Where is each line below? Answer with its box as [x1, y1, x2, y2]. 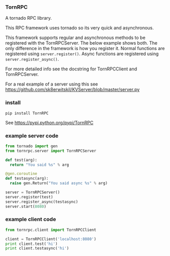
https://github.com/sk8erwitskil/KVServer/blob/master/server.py [5, 87, 140, 93]
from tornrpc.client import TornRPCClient [5, 227, 96, 232]
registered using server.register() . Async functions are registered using [5, 51, 159, 57]
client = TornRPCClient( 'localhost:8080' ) [5, 236, 96, 241]
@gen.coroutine [5, 171, 38, 177]
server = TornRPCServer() [5, 190, 60, 195]
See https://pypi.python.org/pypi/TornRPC [5, 119, 94, 125]
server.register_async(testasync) [5, 199, 79, 204]
